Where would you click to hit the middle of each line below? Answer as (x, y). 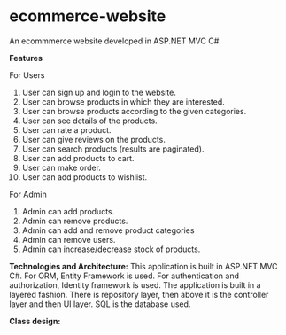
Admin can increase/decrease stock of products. (111, 249)
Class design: (35, 321)
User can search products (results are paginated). (113, 149)
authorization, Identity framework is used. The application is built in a (135, 284)
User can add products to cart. (78, 158)
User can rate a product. (67, 129)
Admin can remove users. (69, 239)
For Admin (28, 194)
